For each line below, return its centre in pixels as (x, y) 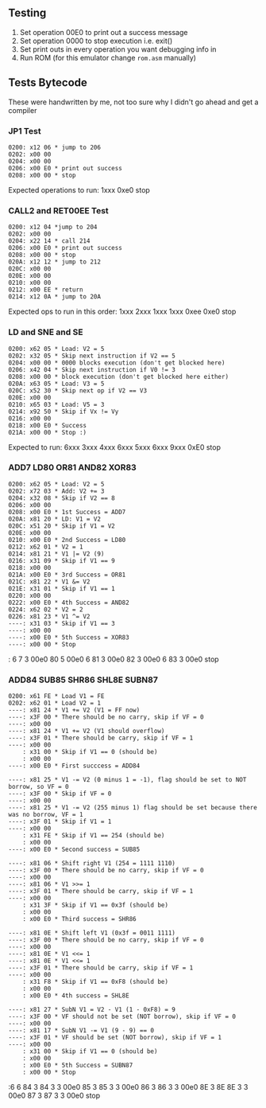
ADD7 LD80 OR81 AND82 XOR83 (72, 467)
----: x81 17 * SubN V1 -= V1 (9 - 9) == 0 (81, 1031)
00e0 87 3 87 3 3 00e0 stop (54, 1096)
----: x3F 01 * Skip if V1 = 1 (60, 822)
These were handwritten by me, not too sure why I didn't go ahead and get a (133, 102)
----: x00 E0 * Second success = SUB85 (74, 850)
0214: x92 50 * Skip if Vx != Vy (64, 412)
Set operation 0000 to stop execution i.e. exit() (96, 41)
